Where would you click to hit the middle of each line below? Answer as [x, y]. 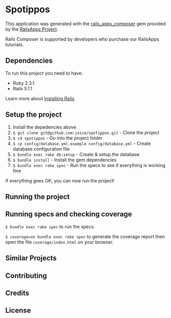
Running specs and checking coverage [69, 214]
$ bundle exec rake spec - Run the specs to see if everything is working [89, 165]
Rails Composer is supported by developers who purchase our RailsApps [82, 39]
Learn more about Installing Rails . [40, 98]
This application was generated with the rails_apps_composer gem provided [86, 24]
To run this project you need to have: [44, 73]
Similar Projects [31, 258]
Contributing [26, 276]
